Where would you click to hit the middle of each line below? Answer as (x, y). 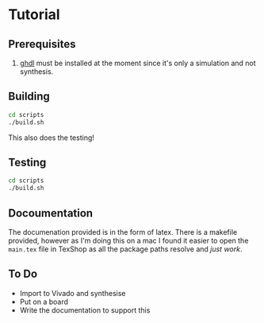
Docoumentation (51, 213)
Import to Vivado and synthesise (73, 293)
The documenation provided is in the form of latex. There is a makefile (123, 232)
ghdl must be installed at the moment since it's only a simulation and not (138, 63)
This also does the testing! (52, 138)
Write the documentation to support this (85, 310)
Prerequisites (42, 44)
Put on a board (44, 302)
